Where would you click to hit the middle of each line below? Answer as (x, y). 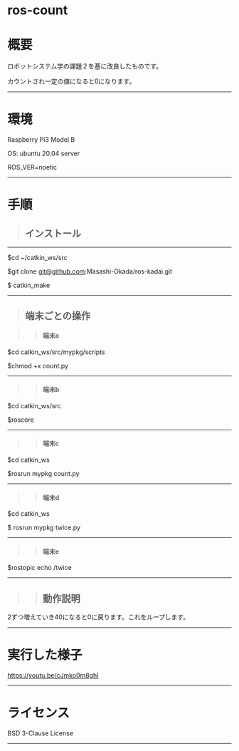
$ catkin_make (29, 285)
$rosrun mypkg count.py (43, 474)
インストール (53, 233)
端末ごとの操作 (58, 316)
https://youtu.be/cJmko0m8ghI (53, 675)
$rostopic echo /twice (40, 568)
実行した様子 (45, 655)
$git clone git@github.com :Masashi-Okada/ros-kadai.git (90, 271)
